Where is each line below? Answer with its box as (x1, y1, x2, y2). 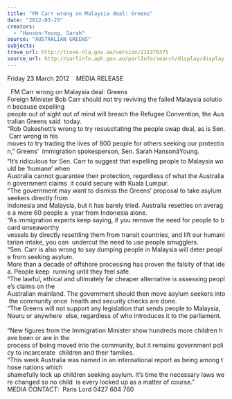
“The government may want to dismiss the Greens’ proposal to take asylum (7, 186, 222, 195)
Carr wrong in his (8, 132, 59, 140)
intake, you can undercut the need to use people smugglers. (25, 238, 199, 246)
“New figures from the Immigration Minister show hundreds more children (7, 326, 218, 335)
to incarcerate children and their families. (15, 348, 134, 357)
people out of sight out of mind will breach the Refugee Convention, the (7, 109, 212, 118)
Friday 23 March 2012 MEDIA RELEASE (7, 74, 124, 82)
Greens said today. (26, 117, 82, 125)
